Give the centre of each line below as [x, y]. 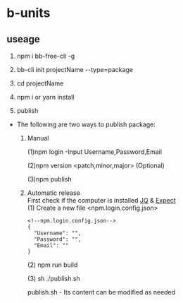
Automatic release [53, 193]
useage [23, 39]
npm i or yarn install [45, 97]
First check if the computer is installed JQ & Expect [101, 200]
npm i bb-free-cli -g [46, 56]
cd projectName [40, 83]
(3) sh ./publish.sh [53, 278]
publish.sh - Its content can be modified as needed [101, 292]
